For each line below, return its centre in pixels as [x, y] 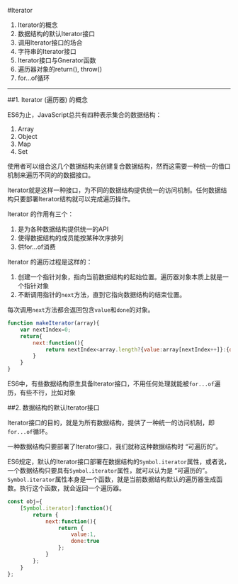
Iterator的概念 [38, 25]
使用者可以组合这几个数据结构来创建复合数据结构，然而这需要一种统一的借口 [119, 166]
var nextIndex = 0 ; [46, 330]
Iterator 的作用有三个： [41, 214]
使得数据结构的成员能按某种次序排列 [70, 238]
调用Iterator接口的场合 [50, 43]
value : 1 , [84, 534]
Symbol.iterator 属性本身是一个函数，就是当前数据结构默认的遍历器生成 [112, 479]
